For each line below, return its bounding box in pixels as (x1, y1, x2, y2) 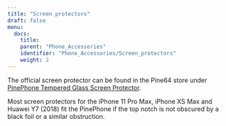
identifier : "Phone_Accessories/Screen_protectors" (20, 50, 176, 57)
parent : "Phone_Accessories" (20, 43, 107, 50)
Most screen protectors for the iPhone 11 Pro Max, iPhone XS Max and (7, 97, 212, 105)
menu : (7, 23, 23, 30)
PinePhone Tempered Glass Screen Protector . (7, 83, 141, 92)
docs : (14, 30, 31, 38)
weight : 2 (20, 57, 50, 64)
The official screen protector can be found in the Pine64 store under (7, 76, 208, 84)
